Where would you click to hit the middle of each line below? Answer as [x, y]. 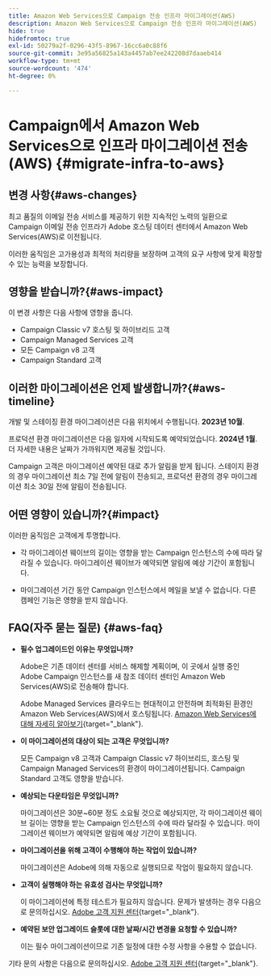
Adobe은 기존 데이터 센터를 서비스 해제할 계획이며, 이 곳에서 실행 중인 [130, 666]
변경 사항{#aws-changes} [73, 195]
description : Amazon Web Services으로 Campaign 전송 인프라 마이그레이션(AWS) [133, 23]
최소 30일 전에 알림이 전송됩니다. [75, 487]
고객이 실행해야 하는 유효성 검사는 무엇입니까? [91, 884]
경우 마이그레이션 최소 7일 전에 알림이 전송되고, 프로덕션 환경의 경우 [123, 476]
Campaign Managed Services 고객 [77, 340]
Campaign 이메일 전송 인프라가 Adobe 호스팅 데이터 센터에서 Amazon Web [128, 226]
